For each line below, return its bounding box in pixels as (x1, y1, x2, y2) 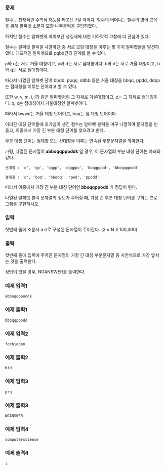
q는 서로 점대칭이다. (10, 67, 49, 73)
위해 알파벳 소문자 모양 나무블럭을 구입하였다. (10, 23, 98, 29)
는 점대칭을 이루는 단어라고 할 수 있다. (5, 83, 78, 89)
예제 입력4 (5, 426, 29, 432)
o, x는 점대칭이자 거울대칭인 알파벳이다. (11, 100, 88, 106)
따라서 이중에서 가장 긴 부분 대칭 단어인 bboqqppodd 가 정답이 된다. (5, 184, 137, 190)
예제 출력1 (5, 306, 28, 313)
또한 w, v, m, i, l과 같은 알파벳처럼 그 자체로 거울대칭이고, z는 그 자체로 (5, 94, 141, 100)
